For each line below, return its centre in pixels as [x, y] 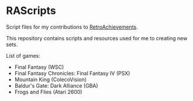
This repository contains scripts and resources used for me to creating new [97, 38]
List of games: [23, 55]
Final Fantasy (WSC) [39, 67]
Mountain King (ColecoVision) [50, 79]
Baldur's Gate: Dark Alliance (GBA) [56, 85]
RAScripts [31, 11]
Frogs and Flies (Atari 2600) [48, 92]
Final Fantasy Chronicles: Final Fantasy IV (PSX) [72, 73]
